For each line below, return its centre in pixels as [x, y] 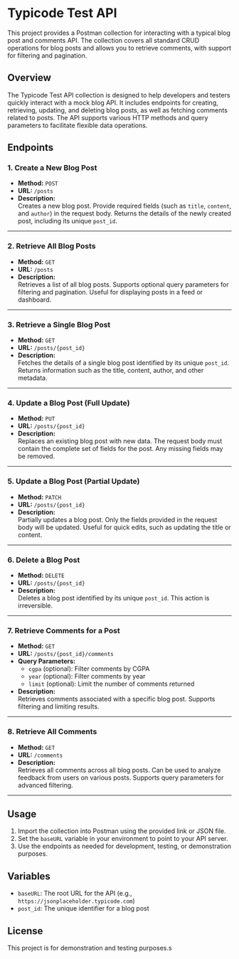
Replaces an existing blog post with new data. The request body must [120, 441]
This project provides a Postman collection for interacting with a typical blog [119, 33]
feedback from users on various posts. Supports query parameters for [121, 778]
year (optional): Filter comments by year [87, 677]
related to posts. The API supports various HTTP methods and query [108, 117]
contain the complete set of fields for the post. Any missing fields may [120, 449]
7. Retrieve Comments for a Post [64, 630]
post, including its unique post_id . [68, 221]
